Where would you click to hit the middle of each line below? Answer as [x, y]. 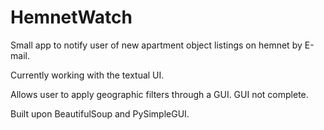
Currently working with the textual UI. [87, 75]
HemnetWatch [71, 17]
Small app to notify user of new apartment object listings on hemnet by [156, 45]
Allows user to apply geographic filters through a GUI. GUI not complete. [159, 94]
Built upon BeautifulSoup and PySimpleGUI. [100, 113]
